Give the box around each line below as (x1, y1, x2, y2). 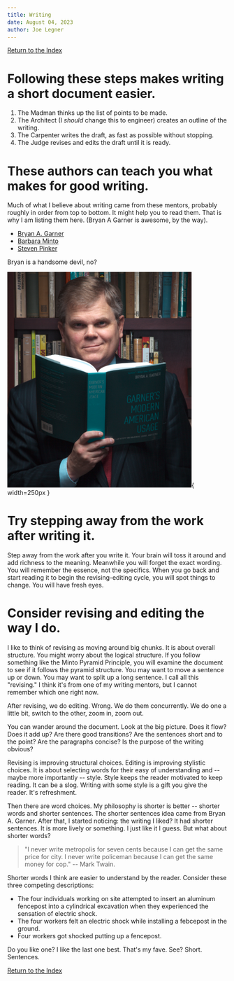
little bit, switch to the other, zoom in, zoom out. (7, 709, 145, 718)
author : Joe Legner (7, 26, 64, 33)
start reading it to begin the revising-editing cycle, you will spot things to (7, 573, 216, 582)
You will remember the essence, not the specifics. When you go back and (7, 566, 219, 574)
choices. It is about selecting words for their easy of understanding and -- (7, 766, 220, 774)
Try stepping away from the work (7, 513, 204, 529)
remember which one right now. (7, 688, 99, 697)
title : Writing (7, 11, 52, 18)
